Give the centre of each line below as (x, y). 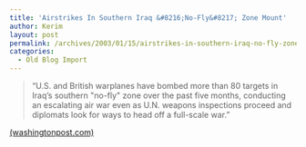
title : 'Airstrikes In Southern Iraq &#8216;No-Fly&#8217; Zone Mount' (148, 18)
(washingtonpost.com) (52, 132)
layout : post (34, 34)
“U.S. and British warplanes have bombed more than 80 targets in (155, 86)
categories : (32, 52)
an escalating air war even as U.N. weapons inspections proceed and (162, 105)
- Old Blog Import (53, 60)
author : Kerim (36, 26)
